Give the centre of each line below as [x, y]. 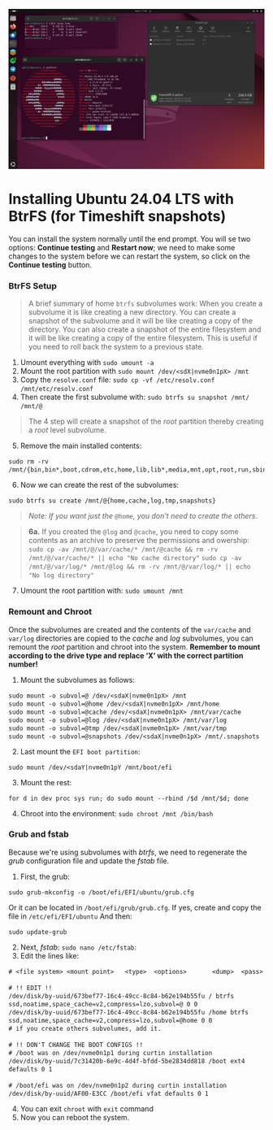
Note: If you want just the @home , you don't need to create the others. [143, 516]
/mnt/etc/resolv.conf [56, 389]
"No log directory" [61, 576]
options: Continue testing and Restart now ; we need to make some [122, 247]
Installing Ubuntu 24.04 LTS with [121, 199]
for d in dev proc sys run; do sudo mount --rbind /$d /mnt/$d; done [129, 798]
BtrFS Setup [32, 285]
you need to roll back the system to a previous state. [116, 347]
